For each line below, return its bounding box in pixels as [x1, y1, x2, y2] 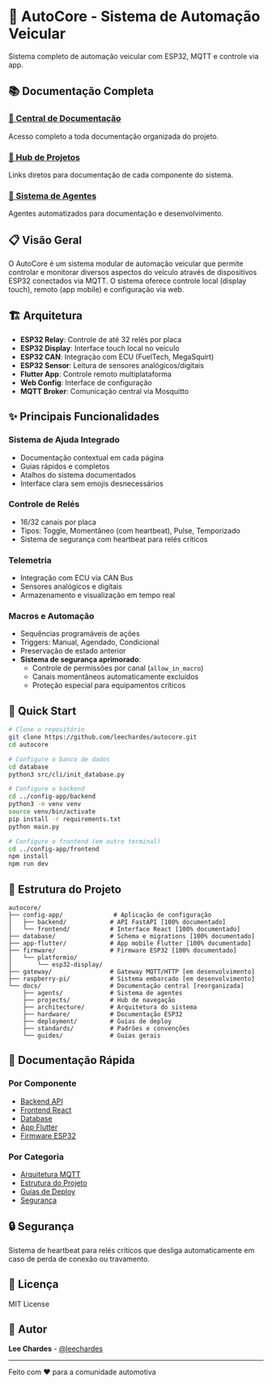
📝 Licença [8, 1277, 59, 1292]
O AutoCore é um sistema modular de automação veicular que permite [8, 259, 244, 268]
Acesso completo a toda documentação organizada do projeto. [8, 131, 219, 141]
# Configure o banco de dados [8, 755, 111, 763]
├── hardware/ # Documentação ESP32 [23, 1010, 183, 1018]
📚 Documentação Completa [8, 84, 154, 98]
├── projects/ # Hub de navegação [23, 997, 176, 1005]
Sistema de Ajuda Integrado [8, 434, 120, 445]
